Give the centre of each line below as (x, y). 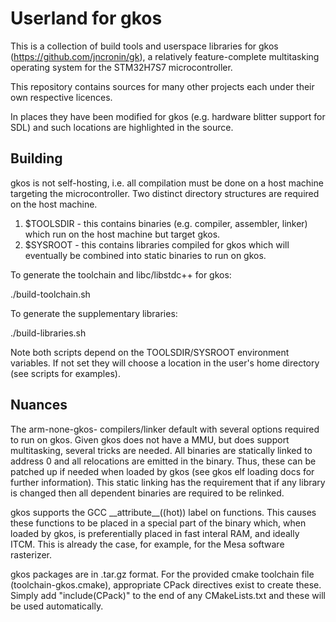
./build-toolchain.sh (50, 294)
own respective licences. (61, 97)
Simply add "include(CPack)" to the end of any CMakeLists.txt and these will (168, 595)
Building (36, 158)
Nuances (39, 405)
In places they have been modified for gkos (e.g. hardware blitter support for (168, 116)
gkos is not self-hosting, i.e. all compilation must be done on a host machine (167, 183)
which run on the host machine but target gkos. (122, 234)
